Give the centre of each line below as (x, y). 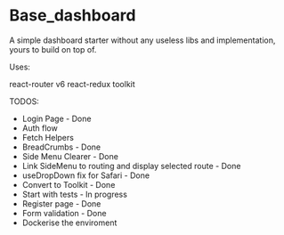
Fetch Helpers (48, 137)
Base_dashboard (73, 16)
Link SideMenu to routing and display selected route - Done (131, 166)
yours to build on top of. (53, 49)
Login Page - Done (57, 118)
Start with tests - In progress (74, 194)
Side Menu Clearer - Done (70, 156)
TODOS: (24, 101)
